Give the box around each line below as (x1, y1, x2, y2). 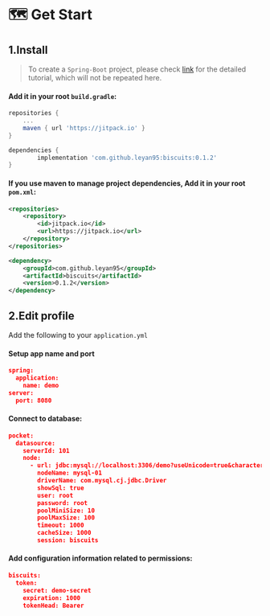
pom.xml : (8, 187, 36, 196)
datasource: (15, 439, 56, 447)
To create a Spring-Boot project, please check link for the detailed (27, 64, 247, 74)
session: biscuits (37, 536, 99, 544)
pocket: (8, 431, 35, 440)
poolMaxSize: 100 (37, 514, 95, 522)
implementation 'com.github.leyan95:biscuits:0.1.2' (37, 154, 218, 162)
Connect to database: (8, 414, 83, 424)
